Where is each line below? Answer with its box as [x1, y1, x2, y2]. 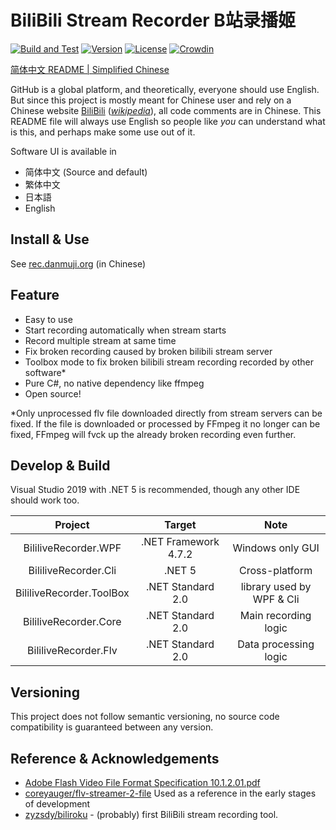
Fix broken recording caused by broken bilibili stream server [24, 345, 273, 357]
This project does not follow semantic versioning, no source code [10, 711, 280, 723]
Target [164, 518, 197, 532]
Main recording [239, 609, 312, 623]
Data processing [237, 637, 315, 651]
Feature [10, 287, 60, 304]
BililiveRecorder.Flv [27, 644, 118, 658]
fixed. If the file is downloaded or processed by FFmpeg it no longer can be [10, 417, 321, 430]
